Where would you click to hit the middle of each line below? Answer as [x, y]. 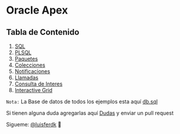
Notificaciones [32, 71]
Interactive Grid [34, 90]
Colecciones [30, 65]
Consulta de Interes [39, 84]
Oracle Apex [37, 10]
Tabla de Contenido [43, 32]
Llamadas [26, 78]
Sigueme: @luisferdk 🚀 [34, 124]
